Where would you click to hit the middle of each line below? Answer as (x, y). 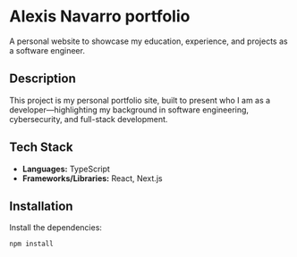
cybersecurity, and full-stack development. (89, 119)
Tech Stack (41, 148)
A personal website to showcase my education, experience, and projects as (148, 41)
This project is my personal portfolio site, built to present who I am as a (140, 100)
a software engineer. (47, 50)
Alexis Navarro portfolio (100, 17)
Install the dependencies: (56, 228)
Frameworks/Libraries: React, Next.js (92, 178)
